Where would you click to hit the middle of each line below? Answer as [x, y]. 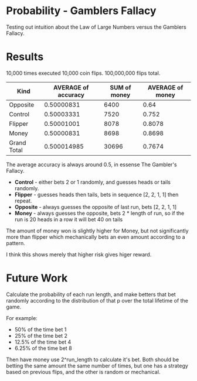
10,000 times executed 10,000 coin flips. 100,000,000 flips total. [83, 73]
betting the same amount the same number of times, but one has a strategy [97, 365]
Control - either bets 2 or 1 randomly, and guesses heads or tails [93, 182]
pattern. [16, 243]
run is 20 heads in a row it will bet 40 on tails [69, 219]
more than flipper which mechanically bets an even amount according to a [96, 237]
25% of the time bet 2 [41, 335]
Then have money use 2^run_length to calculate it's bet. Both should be [93, 359]
